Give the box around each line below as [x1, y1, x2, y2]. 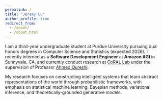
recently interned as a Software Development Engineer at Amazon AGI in [5, 54, 155, 59]
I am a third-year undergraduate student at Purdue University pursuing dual [5, 44, 158, 49]
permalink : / [5, 7, 32, 12]
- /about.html [9, 30, 38, 35]
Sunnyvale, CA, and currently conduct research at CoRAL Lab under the [5, 59, 151, 65]
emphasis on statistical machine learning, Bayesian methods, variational [5, 84, 151, 90]
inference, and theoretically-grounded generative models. [5, 89, 122, 95]
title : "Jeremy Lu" [5, 12, 45, 17]
